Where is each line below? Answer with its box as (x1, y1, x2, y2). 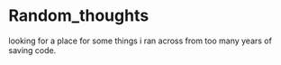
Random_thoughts (8, 5, 150, 26)
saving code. (8, 44, 57, 55)
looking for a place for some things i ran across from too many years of (8, 35, 272, 46)
